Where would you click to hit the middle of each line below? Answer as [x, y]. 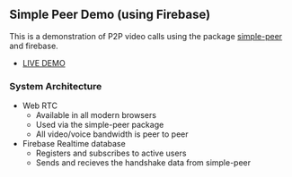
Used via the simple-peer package [100, 125]
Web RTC [40, 105]
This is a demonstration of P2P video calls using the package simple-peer [146, 36]
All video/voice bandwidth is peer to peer [112, 134]
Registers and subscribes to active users [111, 153]
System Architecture [56, 86]
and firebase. [34, 46]
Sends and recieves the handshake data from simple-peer [143, 163]
